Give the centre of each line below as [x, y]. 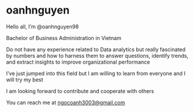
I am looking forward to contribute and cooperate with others [80, 91]
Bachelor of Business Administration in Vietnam [64, 38]
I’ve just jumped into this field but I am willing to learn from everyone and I [96, 73]
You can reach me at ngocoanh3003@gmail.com [66, 102]
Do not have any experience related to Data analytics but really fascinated [96, 49]
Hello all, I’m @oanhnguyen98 [42, 27]
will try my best [25, 80]
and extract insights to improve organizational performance [78, 62]
